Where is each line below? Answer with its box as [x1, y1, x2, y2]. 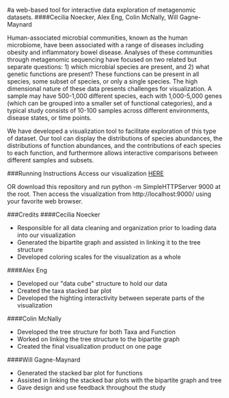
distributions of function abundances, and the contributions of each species [7, 142, 221, 149]
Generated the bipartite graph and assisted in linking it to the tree [16, 238, 201, 246]
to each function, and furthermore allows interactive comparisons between [7, 149, 218, 157]
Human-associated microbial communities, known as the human [7, 34, 188, 42]
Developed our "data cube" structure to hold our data [16, 279, 167, 287]
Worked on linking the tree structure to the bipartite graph [16, 335, 180, 343]
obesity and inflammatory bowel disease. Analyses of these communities [7, 48, 213, 56]
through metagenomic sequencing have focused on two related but [7, 55, 197, 64]
